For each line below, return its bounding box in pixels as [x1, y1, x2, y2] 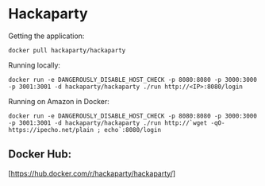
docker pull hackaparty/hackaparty [8, 46, 126, 54]
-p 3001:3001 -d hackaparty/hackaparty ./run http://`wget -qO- [8, 118, 225, 127]
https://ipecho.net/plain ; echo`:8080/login [8, 126, 161, 134]
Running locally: [8, 60, 61, 70]
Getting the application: [8, 31, 85, 41]
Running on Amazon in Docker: [8, 96, 109, 106]
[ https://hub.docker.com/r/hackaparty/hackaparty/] [8, 169, 176, 178]
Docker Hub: [8, 148, 72, 161]
